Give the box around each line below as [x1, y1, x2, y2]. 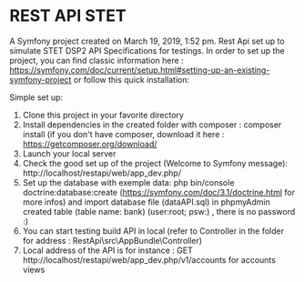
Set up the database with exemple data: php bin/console [22, 176, 235, 187]
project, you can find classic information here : [9, 55, 184, 65]
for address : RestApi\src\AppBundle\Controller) [22, 235, 203, 246]
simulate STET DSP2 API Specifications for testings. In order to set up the [9, 45, 285, 55]
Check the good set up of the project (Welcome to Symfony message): [22, 157, 289, 168]
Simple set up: [9, 92, 64, 103]
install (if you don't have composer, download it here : [22, 128, 225, 139]
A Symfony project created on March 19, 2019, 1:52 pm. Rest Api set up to [9, 35, 285, 46]
